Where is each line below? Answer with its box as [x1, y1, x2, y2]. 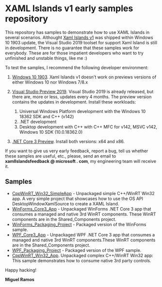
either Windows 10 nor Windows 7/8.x [12, 79, 88, 85]
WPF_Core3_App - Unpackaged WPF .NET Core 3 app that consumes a [12, 232, 155, 237]
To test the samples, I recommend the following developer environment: [5, 64, 149, 71]
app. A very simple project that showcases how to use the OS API [12, 196, 144, 201]
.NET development [19, 119, 57, 125]
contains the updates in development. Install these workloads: [12, 99, 136, 105]
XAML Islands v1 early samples [5, 3, 133, 14]
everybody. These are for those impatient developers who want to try [5, 50, 144, 56]
